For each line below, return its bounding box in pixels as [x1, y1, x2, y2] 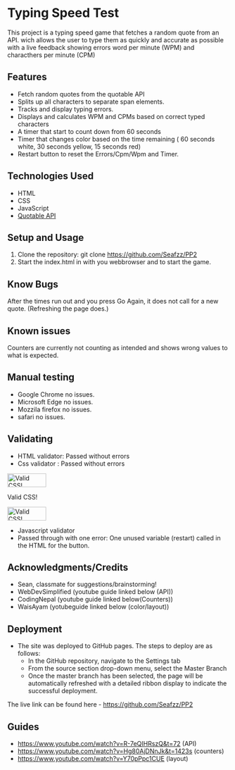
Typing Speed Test [7, 5, 120, 21]
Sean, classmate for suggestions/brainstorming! [17, 580, 157, 589]
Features [7, 71, 47, 83]
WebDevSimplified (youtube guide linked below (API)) [17, 588, 174, 596]
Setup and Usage [7, 231, 84, 244]
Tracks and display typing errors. [17, 104, 114, 113]
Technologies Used [7, 170, 94, 182]
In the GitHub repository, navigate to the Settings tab [27, 657, 181, 665]
